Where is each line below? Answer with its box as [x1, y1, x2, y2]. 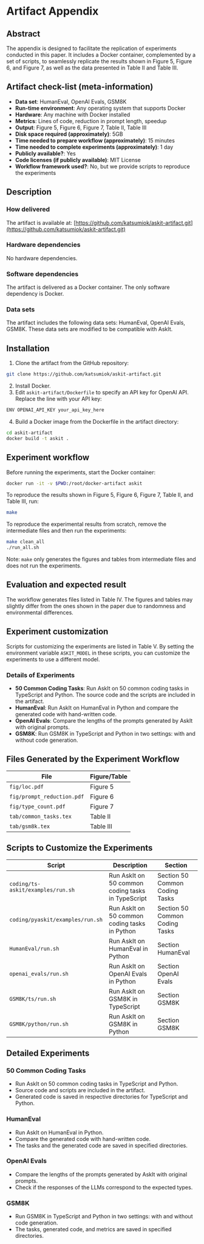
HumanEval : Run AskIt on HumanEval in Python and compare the [15, 704, 179, 711]
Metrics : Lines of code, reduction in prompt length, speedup [15, 117, 167, 124]
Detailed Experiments [6, 1048, 90, 1058]
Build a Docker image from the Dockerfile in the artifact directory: [15, 418, 179, 425]
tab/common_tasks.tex [9, 812, 72, 820]
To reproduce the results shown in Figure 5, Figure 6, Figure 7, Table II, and [6, 491, 194, 499]
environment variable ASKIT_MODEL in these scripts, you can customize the [6, 649, 190, 656]
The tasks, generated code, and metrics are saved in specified [15, 1226, 172, 1233]
